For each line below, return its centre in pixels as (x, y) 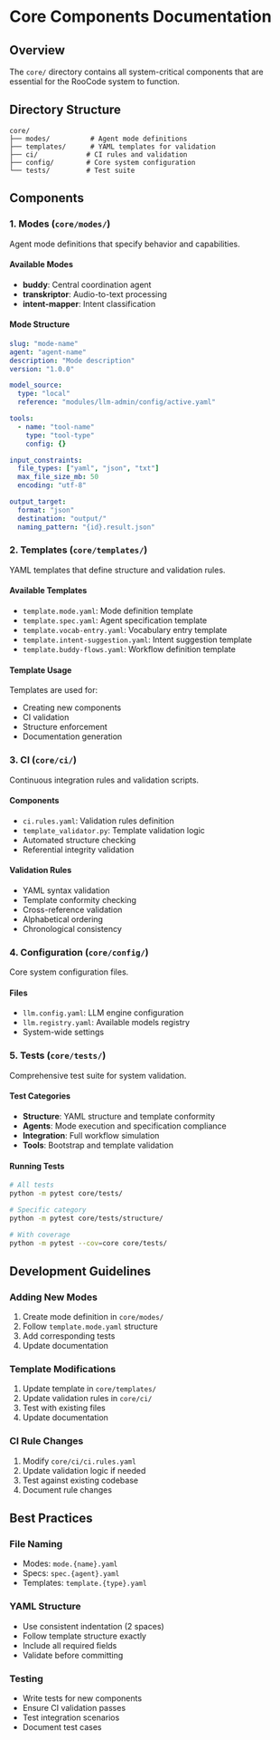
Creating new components (72, 707)
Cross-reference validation (72, 909)
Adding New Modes (53, 1297)
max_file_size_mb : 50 (58, 477)
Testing (26, 1678)
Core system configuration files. (69, 972)
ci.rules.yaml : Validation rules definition (98, 821)
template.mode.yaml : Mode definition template (108, 611)
